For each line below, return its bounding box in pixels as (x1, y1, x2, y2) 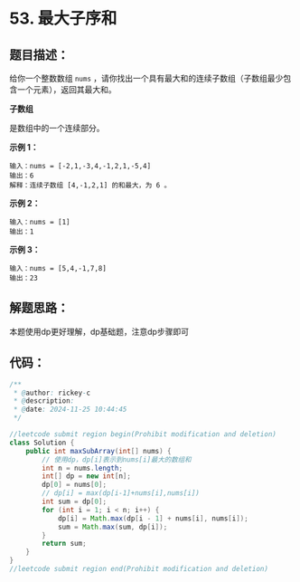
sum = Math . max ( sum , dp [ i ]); (57, 522, 168, 531)
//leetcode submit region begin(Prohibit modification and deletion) (9, 430, 277, 439)
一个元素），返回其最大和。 (16, 84, 117, 95)
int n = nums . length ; (42, 463, 124, 472)
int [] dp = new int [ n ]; (42, 472, 131, 481)
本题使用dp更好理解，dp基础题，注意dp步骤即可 (9, 326, 190, 337)
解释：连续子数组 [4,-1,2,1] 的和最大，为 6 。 (9, 181, 172, 190)
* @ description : (13, 396, 75, 405)
